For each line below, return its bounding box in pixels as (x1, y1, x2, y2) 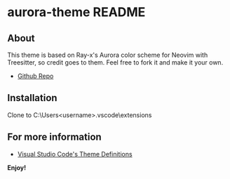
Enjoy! (7, 163, 27, 172)
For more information (7, 131, 102, 143)
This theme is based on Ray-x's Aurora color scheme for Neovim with (7, 51, 208, 59)
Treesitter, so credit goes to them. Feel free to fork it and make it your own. (7, 58, 224, 67)
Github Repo (17, 72, 54, 80)
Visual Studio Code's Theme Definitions (17, 150, 133, 158)
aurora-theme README (7, 4, 146, 20)
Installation (7, 92, 57, 104)
